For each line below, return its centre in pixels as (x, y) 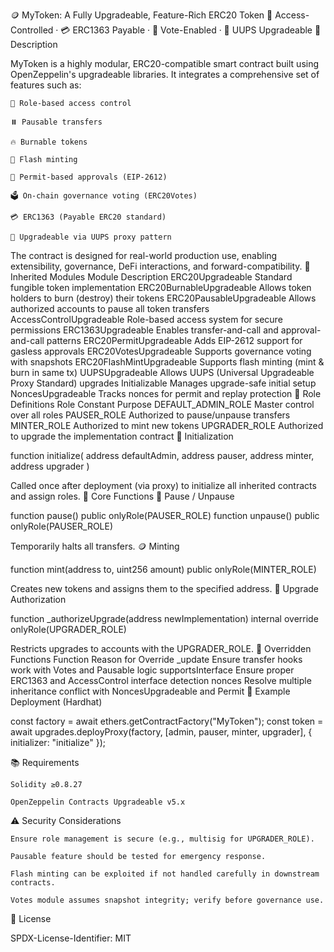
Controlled (32, 30)
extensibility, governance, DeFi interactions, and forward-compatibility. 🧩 (160, 266)
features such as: (46, 85)
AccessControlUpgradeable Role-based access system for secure (146, 319)
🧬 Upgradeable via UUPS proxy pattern (91, 237)
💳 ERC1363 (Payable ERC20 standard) (88, 217)
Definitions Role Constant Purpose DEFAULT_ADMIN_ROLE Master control (162, 404)
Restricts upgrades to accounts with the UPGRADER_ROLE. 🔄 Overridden (161, 648)
